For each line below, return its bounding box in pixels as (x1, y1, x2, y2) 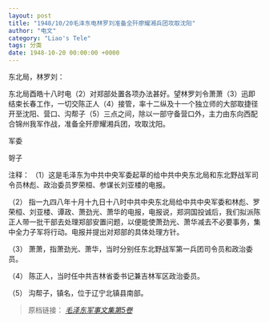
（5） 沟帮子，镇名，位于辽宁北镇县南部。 (8, 288, 148, 297)
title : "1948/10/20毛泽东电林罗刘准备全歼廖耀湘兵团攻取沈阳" (8, 19, 196, 27)
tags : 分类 (8, 42, 42, 50)
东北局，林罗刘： (8, 72, 65, 81)
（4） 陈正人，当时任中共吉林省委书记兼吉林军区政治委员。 (8, 272, 204, 280)
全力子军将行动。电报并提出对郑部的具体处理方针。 (14, 227, 184, 236)
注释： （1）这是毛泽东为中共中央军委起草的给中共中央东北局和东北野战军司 (8, 170, 259, 179)
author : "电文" (8, 26, 57, 34)
